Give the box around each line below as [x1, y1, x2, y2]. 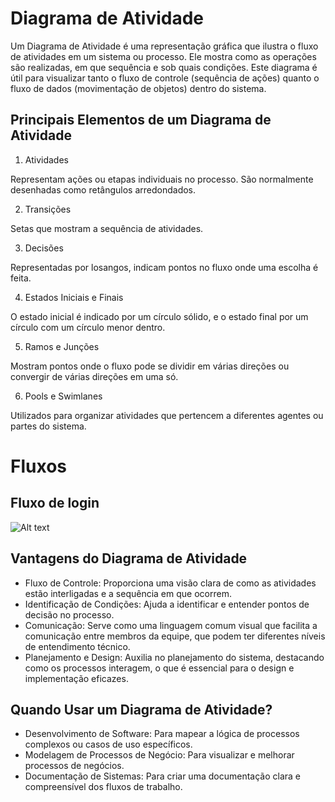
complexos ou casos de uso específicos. [24, 738, 193, 751]
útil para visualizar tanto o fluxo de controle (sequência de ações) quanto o [10, 72, 320, 84]
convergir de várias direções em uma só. [10, 370, 179, 382]
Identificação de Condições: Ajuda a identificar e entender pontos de [24, 598, 310, 610]
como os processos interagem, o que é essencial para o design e [24, 662, 295, 674]
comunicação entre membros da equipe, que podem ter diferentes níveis [24, 630, 326, 642]
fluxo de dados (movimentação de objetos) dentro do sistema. [10, 82, 267, 94]
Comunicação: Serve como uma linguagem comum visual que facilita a [24, 619, 318, 631]
